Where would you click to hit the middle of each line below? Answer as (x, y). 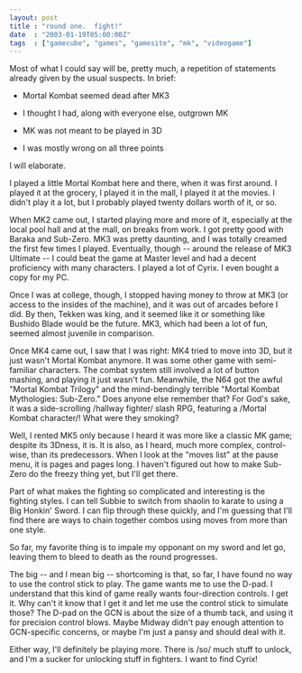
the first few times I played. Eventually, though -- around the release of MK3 (151, 248)
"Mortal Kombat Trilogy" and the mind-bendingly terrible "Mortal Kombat (145, 389)
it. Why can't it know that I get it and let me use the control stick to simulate (149, 603)
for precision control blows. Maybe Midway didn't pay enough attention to (146, 622)
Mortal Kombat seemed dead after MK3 (96, 96)
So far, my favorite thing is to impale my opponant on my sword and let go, (148, 547)
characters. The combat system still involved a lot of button (149, 370)
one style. (28, 530)
